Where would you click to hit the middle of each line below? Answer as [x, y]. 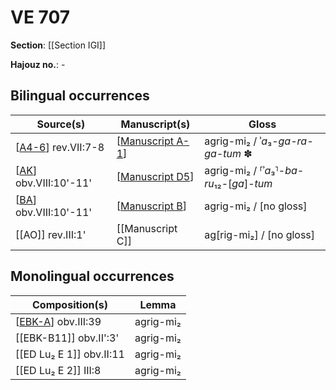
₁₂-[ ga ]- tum [243, 183]
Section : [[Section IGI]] [58, 45]
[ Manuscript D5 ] [155, 176]
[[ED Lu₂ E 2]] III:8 [58, 370]
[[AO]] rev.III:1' [51, 234]
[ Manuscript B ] [152, 206]
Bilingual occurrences [80, 96]
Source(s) [61, 124]
